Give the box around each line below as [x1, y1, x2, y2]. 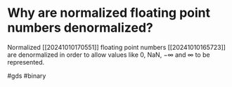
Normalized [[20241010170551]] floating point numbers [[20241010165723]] [7, 43, 226, 51]
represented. [7, 58, 45, 66]
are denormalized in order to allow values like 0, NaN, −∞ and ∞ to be [7, 51, 210, 59]
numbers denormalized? [7, 20, 153, 36]
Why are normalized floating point [7, 5, 211, 21]
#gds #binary [7, 72, 46, 80]
